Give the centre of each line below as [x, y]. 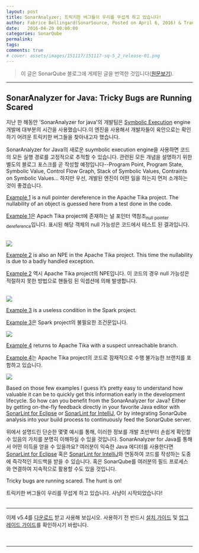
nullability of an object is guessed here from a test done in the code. [89, 204]
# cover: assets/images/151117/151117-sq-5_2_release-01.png [83, 56]
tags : [13, 45]
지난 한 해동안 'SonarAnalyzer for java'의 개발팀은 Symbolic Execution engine [98, 122]
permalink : [20, 39]
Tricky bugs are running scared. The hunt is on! [64, 481]
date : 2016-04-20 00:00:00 [42, 28]
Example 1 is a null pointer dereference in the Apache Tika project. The [92, 198]
